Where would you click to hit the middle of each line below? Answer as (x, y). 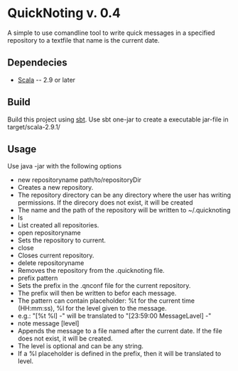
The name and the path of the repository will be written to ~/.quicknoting (124, 210)
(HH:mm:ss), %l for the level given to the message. (92, 308)
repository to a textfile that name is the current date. (83, 40)
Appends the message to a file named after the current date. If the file (120, 331)
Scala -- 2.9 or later (47, 80)
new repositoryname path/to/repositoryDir (80, 180)
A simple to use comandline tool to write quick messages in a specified (111, 33)
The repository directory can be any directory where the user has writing (124, 195)
